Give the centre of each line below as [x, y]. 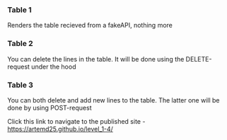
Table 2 [20, 44]
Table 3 [21, 85]
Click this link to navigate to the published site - [76, 121]
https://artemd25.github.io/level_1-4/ [60, 129]
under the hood [54, 66]
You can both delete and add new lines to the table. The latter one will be [114, 100]
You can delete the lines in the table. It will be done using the [96, 59]
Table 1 [19, 10]
